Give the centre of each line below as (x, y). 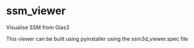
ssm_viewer (36, 11)
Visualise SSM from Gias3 (38, 27)
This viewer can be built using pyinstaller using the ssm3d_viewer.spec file (97, 39)
